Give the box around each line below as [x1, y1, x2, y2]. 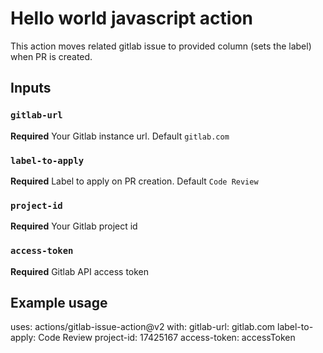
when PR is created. [10, 50, 93, 62]
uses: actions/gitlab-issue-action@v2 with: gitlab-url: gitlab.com [10, 321, 276, 333]
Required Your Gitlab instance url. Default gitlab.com [10, 130, 230, 142]
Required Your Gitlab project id [10, 220, 138, 232]
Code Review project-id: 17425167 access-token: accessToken [38, 332, 296, 344]
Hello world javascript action [10, 7, 253, 30]
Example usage [10, 294, 108, 311]
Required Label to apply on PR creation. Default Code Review [10, 175, 259, 187]
